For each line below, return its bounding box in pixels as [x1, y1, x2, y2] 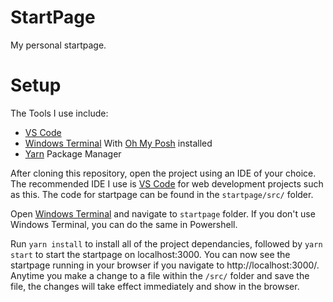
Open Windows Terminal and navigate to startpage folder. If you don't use [10, 207, 316, 220]
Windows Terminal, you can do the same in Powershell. [10, 218, 238, 230]
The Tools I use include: [10, 107, 109, 119]
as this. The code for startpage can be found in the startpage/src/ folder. [10, 188, 314, 200]
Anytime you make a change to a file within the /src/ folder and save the [10, 269, 310, 281]
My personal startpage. [10, 39, 107, 51]
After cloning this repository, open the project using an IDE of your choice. [10, 167, 317, 179]
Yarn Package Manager [24, 147, 122, 160]
